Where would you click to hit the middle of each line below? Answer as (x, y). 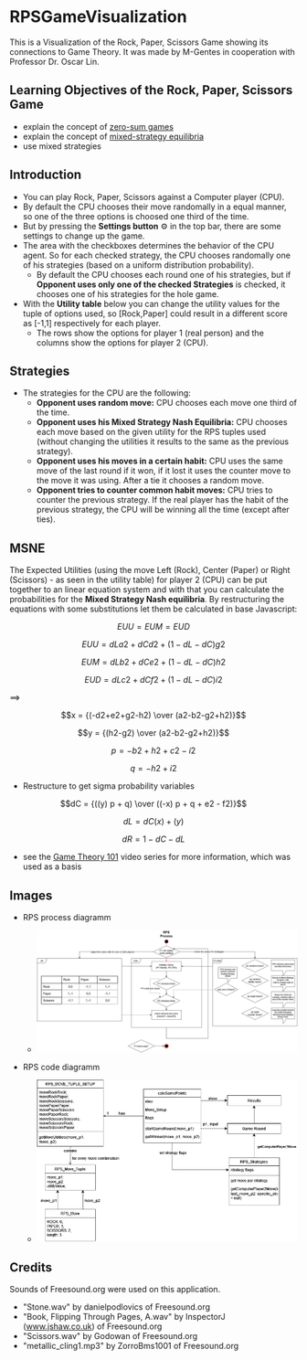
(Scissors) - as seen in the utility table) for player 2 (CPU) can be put (138, 580)
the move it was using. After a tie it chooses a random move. (150, 481)
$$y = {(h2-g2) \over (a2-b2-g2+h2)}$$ (153, 733)
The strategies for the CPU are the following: (107, 393)
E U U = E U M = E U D (153, 627)
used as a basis (52, 866)
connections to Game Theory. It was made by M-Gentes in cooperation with (152, 51)
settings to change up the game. (84, 236)
